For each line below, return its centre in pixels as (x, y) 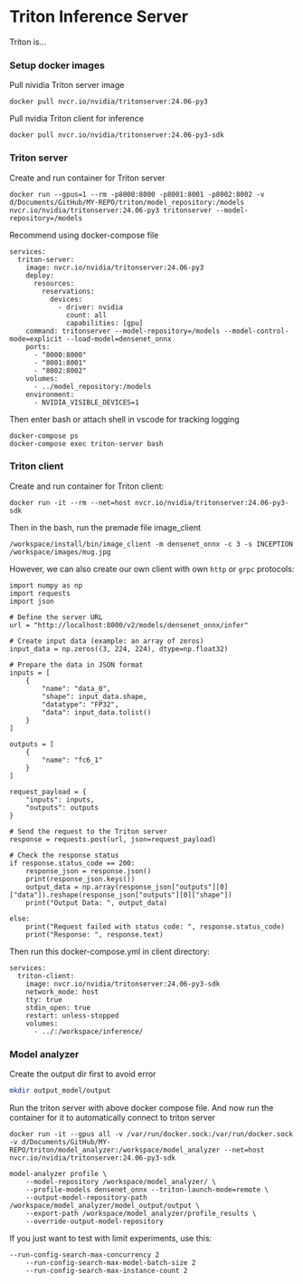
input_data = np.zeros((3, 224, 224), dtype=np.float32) (119, 649)
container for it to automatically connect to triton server (112, 1118)
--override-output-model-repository (95, 1221)
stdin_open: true (58, 1007)
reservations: (68, 291)
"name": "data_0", (76, 688)
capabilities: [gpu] (105, 323)
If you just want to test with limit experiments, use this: (111, 1238)
